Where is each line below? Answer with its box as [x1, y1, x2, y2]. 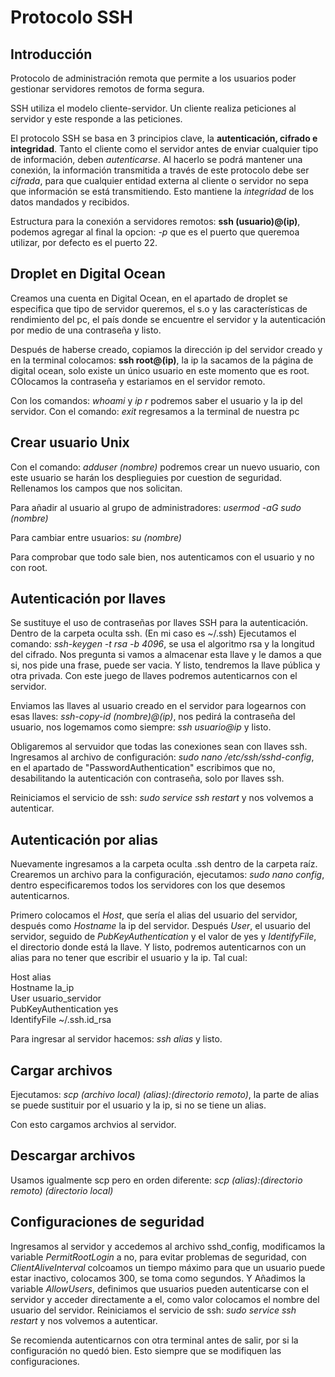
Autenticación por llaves [10, 591, 167, 608]
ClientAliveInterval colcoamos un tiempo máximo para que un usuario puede [10, 1261, 326, 1273]
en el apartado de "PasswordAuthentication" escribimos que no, [10, 762, 276, 774]
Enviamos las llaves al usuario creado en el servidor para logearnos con [10, 700, 307, 712]
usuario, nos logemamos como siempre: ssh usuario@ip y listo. [10, 721, 272, 733]
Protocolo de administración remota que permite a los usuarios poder [10, 72, 297, 84]
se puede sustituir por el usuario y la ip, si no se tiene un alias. [10, 1099, 267, 1111]
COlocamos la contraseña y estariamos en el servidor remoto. [10, 375, 266, 387]
